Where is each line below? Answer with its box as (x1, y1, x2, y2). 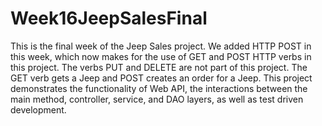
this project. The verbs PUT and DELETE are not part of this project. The (10, 61, 308, 73)
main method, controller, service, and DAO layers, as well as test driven (10, 93, 304, 105)
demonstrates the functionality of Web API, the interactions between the (10, 82, 308, 94)
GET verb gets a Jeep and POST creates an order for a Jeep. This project (10, 72, 313, 84)
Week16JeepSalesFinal (10, 7, 208, 30)
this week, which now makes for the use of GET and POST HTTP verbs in (10, 50, 312, 62)
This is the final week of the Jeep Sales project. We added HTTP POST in (10, 40, 312, 52)
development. (10, 103, 67, 116)
